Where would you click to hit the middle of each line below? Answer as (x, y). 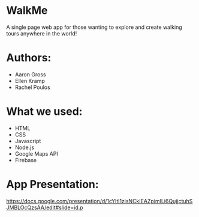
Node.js (25, 147)
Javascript (28, 141)
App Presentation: (52, 185)
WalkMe (27, 11)
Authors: (29, 58)
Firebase (26, 160)
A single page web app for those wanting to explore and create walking (94, 27)
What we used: (44, 112)
